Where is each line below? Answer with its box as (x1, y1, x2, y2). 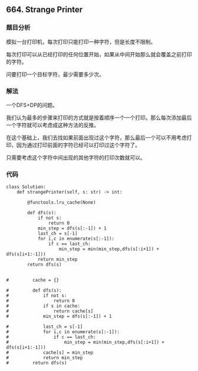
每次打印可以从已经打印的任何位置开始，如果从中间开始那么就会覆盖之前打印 (6, 50, 192, 58)
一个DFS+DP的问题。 (6, 101, 58, 108)
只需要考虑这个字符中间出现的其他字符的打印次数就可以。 (6, 154, 146, 161)
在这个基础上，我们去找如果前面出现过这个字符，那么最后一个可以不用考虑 (6, 134, 187, 141)
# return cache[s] (6, 308, 94, 314)
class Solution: (6, 184, 46, 190)
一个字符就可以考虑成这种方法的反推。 (6, 121, 99, 128)
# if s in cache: (6, 303, 81, 309)
